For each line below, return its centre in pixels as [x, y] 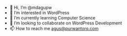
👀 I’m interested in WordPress [39, 13]
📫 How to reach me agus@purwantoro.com [54, 28]
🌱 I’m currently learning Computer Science [53, 18]
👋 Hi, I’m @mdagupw [31, 8]
